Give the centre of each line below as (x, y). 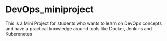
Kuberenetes (19, 34)
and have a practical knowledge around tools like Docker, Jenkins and (79, 28)
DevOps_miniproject (50, 9)
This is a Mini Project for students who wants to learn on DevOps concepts (83, 23)
